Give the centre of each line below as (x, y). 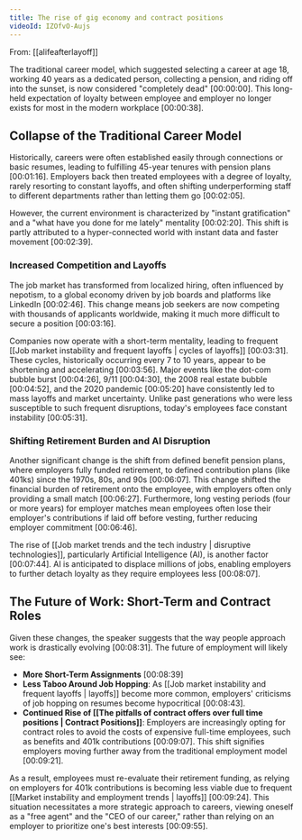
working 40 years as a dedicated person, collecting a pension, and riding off (151, 78)
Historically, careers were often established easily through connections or (146, 158)
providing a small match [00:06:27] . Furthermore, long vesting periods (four (150, 498)
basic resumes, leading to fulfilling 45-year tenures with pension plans (140, 167)
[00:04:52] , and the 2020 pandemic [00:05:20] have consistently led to (142, 388)
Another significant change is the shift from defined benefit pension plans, (147, 460)
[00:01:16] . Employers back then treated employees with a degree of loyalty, (151, 177)
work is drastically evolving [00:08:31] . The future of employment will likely (149, 647)
